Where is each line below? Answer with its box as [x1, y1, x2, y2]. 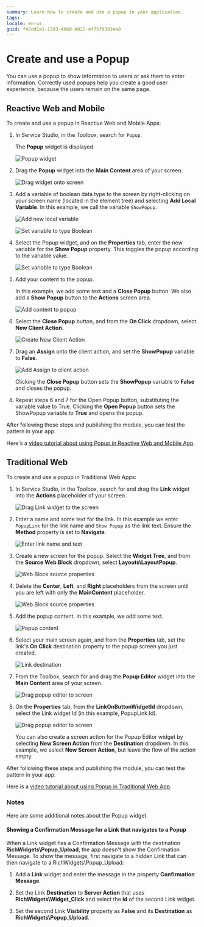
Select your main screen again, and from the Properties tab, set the [15, 636, 185, 643]
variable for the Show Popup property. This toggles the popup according [15, 246, 199, 252]
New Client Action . [15, 324, 64, 331]
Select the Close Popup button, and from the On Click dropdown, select [15, 318, 197, 324]
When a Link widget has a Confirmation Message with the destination [6, 840, 181, 847]
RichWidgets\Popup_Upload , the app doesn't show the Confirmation [6, 846, 180, 853]
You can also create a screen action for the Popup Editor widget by [15, 733, 184, 740]
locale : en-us [6, 20, 43, 26]
